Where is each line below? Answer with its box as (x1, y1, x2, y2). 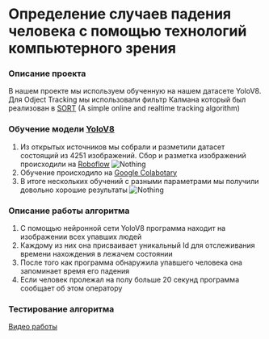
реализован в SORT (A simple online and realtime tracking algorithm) (8, 103, 241, 113)
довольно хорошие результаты (19, 185, 128, 195)
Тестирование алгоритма (8, 303, 115, 315)
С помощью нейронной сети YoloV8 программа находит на (19, 224, 226, 233)
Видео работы (8, 322, 58, 332)
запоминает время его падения (19, 266, 130, 276)
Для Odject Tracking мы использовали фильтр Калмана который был (8, 94, 246, 105)
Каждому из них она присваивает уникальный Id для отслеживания (19, 241, 256, 250)
